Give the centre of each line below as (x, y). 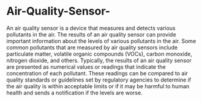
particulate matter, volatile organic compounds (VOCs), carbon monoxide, (99, 54)
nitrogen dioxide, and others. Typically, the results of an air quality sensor (99, 60)
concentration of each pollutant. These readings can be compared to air (97, 73)
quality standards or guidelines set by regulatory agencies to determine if (99, 80)
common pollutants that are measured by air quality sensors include (92, 47)
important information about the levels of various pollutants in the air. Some (101, 41)
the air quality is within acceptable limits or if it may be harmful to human (98, 86)
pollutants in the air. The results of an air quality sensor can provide (91, 34)
